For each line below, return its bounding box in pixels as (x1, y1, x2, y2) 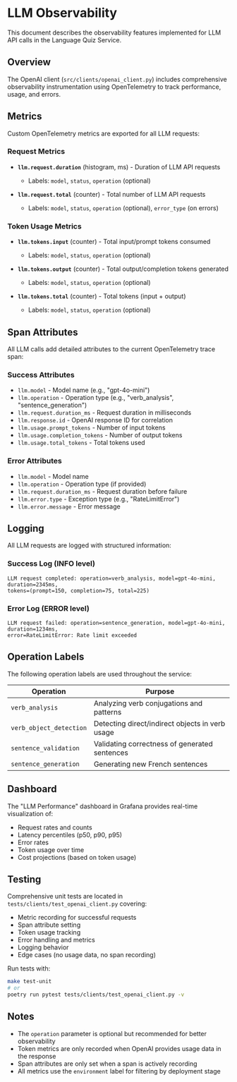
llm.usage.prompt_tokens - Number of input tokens (17, 423, 166, 432)
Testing (7, 873, 42, 885)
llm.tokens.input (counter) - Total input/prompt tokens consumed (17, 238, 211, 246)
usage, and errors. (7, 90, 61, 98)
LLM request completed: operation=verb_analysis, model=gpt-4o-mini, (7, 575, 217, 582)
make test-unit (7, 978, 52, 985)
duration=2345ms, (7, 580, 59, 588)
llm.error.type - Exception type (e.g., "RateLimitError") (17, 494, 180, 503)
